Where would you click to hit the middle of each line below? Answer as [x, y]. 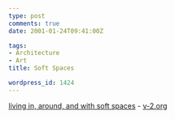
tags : [17, 45]
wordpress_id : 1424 [42, 83]
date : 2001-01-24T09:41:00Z [56, 31]
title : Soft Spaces [42, 68]
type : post [27, 16]
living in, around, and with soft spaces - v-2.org [88, 105]
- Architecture [34, 53]
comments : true [34, 23]
